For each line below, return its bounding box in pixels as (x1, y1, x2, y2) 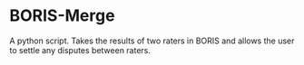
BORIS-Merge (9, 5, 115, 26)
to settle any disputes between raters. (9, 44, 152, 55)
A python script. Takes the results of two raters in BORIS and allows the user (9, 35, 295, 46)
